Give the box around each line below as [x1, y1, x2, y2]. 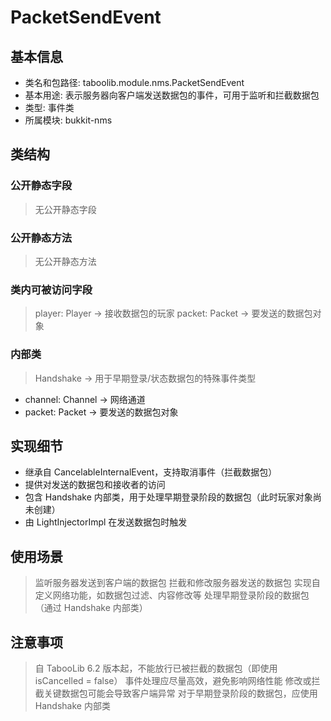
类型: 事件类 [24, 102, 75, 113]
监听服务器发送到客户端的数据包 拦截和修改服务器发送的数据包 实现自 [34, 577, 321, 589]
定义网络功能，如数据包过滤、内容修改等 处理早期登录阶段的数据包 [34, 589, 310, 601]
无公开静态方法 [34, 255, 97, 267]
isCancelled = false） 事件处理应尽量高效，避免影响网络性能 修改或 [34, 675, 312, 687]
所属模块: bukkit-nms [24, 114, 113, 126]
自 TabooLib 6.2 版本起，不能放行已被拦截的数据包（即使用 [34, 662, 278, 675]
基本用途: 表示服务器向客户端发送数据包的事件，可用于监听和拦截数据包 [24, 89, 320, 101]
